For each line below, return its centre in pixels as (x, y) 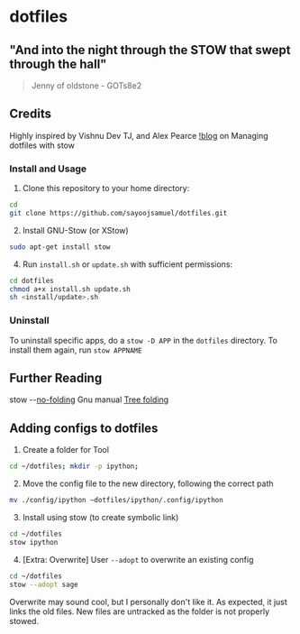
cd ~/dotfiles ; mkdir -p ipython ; (74, 466)
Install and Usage (48, 169)
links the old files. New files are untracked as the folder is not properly (140, 611)
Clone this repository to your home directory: (106, 188)
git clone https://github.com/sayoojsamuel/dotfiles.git (118, 213)
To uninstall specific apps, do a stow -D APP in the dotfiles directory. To (143, 340)
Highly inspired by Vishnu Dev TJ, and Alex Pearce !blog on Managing (139, 135)
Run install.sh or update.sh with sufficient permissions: (127, 264)
